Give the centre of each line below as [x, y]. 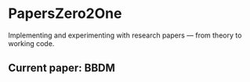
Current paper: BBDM [62, 68]
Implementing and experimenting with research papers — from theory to [125, 35]
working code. [31, 43]
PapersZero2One [65, 14]
